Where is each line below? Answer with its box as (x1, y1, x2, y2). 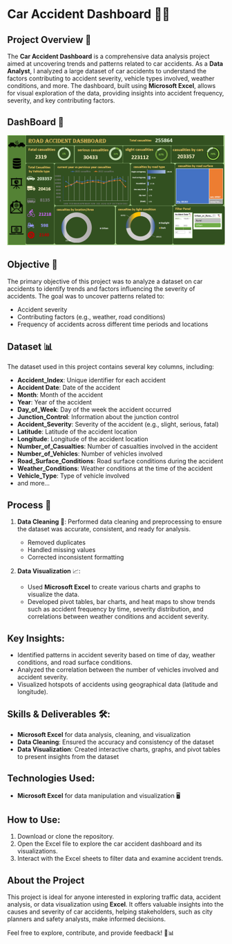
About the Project (7, 874, 85, 886)
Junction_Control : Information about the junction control (17, 413, 180, 421)
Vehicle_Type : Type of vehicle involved (17, 472, 130, 480)
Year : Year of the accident (17, 398, 92, 407)
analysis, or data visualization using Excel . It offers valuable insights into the (7, 900, 224, 909)
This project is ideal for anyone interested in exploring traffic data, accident (7, 893, 221, 901)
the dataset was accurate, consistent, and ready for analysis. (17, 525, 191, 533)
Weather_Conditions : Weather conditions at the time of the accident (17, 464, 213, 473)
